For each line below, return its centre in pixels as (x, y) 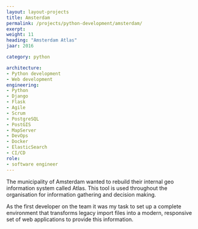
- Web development (29, 79)
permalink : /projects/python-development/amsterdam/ (74, 23)
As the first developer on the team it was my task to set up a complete (94, 206)
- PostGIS (19, 125)
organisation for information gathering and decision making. (81, 194)
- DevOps (17, 136)
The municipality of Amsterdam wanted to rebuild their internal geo (90, 181)
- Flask (16, 102)
